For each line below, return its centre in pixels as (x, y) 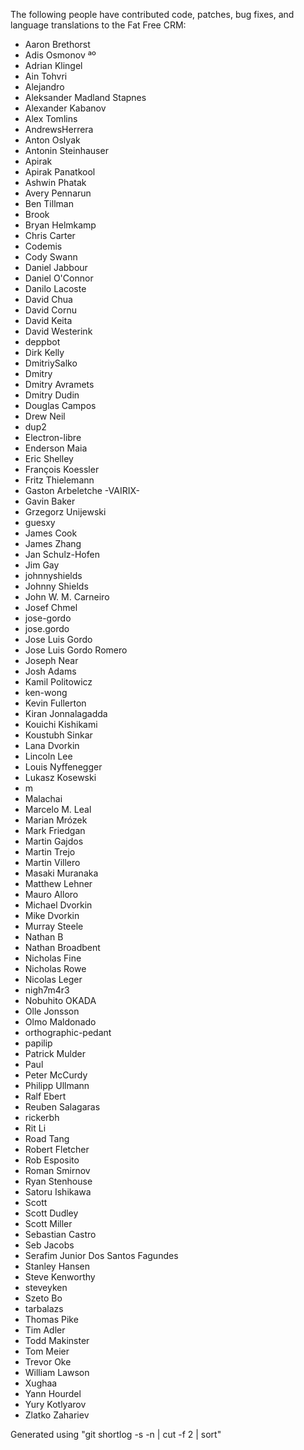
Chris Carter (50, 235)
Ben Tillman (49, 203)
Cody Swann (51, 257)
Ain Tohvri (46, 76)
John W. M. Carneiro (67, 597)
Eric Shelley (49, 458)
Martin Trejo (50, 852)
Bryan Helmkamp (60, 225)
